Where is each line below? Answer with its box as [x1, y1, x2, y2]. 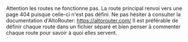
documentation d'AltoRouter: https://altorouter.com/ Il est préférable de [6, 17, 179, 24]
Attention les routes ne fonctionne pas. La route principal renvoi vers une [6, 5, 183, 12]
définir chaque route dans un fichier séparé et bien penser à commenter [6, 23, 181, 30]
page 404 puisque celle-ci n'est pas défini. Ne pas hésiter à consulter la [6, 11, 181, 18]
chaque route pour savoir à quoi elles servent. [6, 29, 117, 36]
